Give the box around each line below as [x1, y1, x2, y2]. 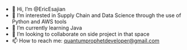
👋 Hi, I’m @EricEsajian [11, 6, 66, 12]
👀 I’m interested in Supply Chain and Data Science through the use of [11, 12, 182, 19]
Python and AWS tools [11, 18, 67, 25]
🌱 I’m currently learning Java [11, 24, 83, 31]
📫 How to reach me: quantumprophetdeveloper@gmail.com [11, 37, 160, 44]
